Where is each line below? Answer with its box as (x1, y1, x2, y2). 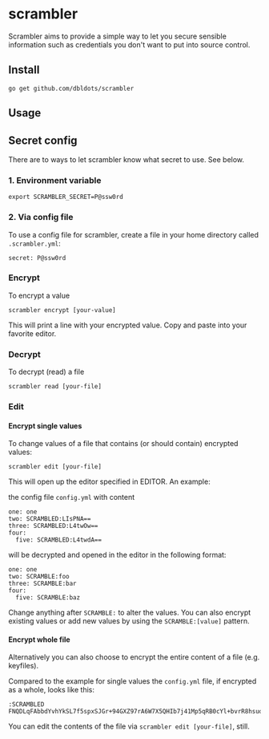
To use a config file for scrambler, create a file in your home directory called (8, 229, 259, 239)
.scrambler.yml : (8, 238, 62, 248)
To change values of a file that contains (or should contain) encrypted (8, 439, 239, 449)
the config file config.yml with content (8, 493, 135, 502)
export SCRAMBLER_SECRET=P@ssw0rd (8, 193, 124, 201)
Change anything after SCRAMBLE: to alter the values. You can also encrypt (8, 607, 251, 618)
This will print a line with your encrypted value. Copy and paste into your (8, 320, 247, 330)
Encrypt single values (8, 420, 82, 430)
